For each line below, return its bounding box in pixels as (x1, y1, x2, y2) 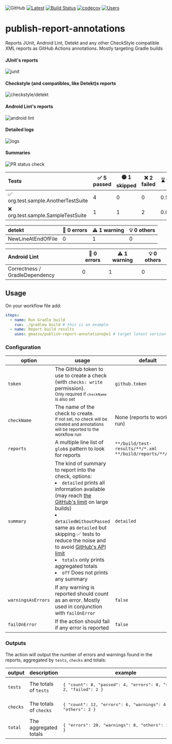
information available (54, 486, 105, 493)
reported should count (54, 590, 109, 598)
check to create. (54, 410, 94, 417)
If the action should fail (54, 618, 110, 625)
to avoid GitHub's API (54, 543, 106, 550)
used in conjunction (54, 603, 102, 611)
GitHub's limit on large (54, 499, 109, 506)
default (139, 357, 157, 364)
